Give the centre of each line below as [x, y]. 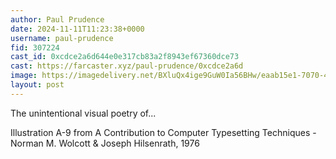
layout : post [37, 85]
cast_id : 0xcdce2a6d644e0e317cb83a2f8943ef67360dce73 [125, 57]
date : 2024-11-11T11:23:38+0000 [77, 29]
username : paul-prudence [62, 38]
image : [24, 76]
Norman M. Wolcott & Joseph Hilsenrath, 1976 [105, 143]
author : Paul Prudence [57, 19]
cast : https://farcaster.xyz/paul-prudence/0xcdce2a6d [127, 66]
